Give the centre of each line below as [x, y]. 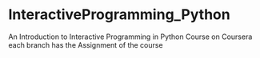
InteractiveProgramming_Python [119, 15]
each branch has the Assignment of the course [86, 44]
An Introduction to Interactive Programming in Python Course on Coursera [130, 37]
